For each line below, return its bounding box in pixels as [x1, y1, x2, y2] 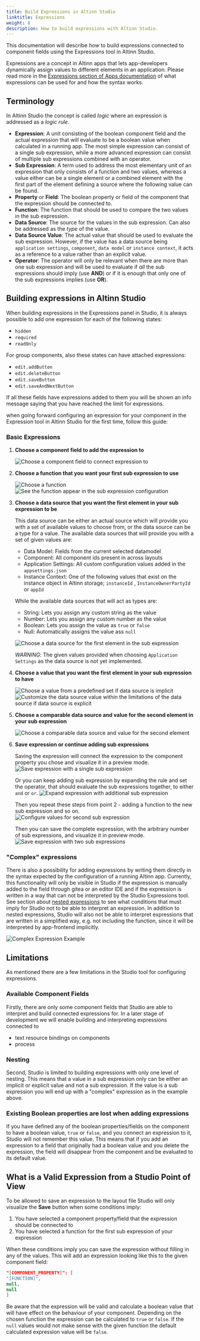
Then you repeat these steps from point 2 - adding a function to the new [14, 801, 193, 808]
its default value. [6, 1154, 47, 1162]
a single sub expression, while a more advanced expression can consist [14, 149, 191, 156]
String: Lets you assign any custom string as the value [23, 609, 157, 616]
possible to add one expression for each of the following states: [6, 315, 162, 323]
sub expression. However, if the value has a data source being [14, 238, 168, 245]
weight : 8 [6, 20, 31, 26]
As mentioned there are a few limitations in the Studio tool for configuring [6, 969, 186, 976]
